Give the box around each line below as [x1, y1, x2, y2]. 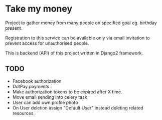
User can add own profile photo [12, 99, 79, 105]
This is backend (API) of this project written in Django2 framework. [5, 50, 143, 56]
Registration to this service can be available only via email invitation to [5, 35, 150, 41]
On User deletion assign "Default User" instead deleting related [12, 104, 144, 111]
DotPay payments [12, 83, 50, 89]
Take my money [5, 3, 73, 15]
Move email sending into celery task [12, 94, 87, 100]
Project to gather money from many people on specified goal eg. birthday [5, 20, 157, 26]
